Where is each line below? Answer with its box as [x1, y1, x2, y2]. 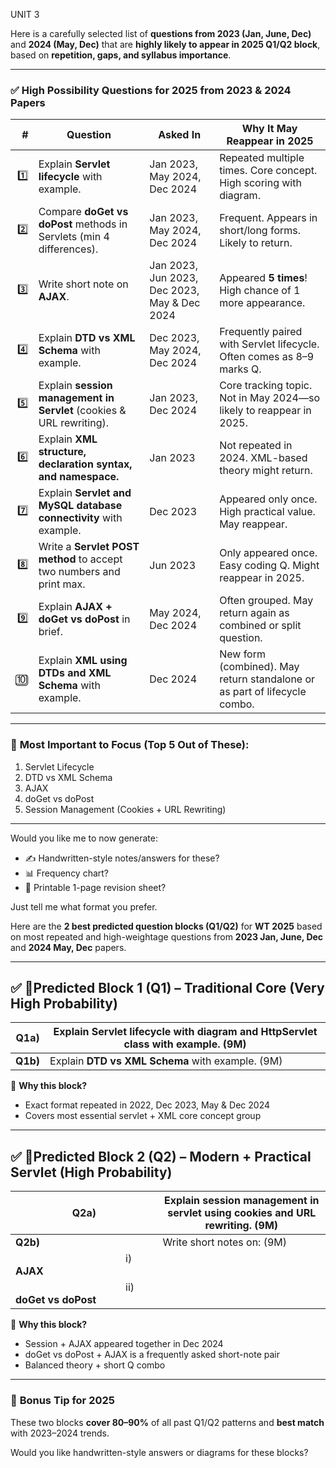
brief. [38, 625, 64, 639]
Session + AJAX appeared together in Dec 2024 [24, 1338, 224, 1350]
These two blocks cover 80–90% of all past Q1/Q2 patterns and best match [10, 1416, 325, 1428]
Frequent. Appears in [219, 211, 318, 225]
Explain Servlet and [38, 486, 132, 500]
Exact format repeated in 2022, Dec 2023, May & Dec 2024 [24, 1099, 271, 1111]
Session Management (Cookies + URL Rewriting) [24, 803, 227, 815]
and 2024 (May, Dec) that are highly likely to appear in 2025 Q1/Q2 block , [10, 39, 321, 50]
